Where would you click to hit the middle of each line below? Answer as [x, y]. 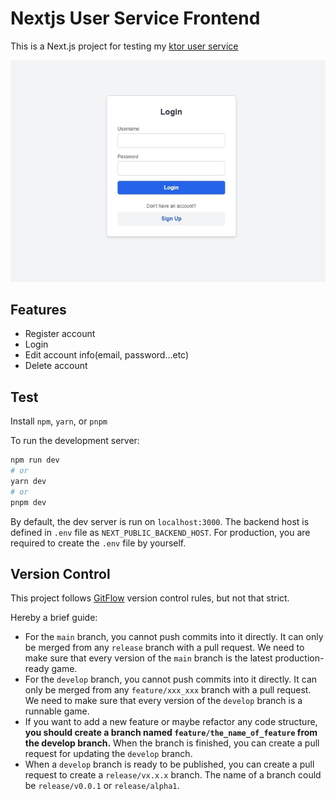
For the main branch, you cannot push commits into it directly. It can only [174, 637]
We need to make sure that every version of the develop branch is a [163, 701]
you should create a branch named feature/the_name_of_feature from [171, 733]
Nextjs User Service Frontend [135, 18]
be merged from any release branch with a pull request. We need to [164, 648]
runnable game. [57, 711]
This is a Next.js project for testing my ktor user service [124, 46]
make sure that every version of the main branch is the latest [148, 658]
